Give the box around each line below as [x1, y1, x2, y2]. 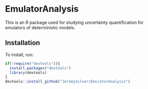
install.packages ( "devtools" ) [9, 66, 71, 71]
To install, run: [5, 52, 34, 57]
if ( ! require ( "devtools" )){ [5, 61, 60, 66]
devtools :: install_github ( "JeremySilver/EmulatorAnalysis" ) [5, 79, 131, 84]
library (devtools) [9, 70, 48, 75]
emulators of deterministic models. [5, 24, 75, 30]
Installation [5, 39, 40, 47]
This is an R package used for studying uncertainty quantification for [5, 19, 144, 25]
